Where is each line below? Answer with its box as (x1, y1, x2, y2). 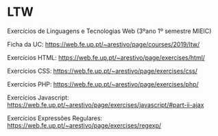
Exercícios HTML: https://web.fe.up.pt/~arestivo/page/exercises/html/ (7, 53, 206, 62)
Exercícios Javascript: (7, 93, 70, 102)
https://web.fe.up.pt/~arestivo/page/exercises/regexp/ (7, 121, 162, 129)
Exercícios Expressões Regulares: (7, 114, 103, 122)
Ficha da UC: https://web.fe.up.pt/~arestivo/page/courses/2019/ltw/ (7, 40, 200, 48)
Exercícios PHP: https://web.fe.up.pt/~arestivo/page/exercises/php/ (7, 80, 199, 88)
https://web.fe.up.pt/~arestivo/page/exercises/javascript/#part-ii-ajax (7, 100, 204, 109)
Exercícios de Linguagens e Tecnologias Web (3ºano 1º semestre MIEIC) (7, 27, 212, 35)
